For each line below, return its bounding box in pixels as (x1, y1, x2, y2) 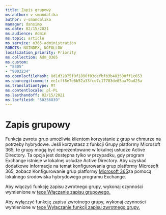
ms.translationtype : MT (5, 83, 56, 88)
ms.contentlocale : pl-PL (5, 87, 58, 93)
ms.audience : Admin (5, 31, 47, 36)
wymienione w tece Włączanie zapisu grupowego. (5, 189, 111, 195)
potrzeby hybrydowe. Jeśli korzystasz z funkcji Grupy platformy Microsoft (5, 141, 160, 147)
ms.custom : (5, 59, 29, 65)
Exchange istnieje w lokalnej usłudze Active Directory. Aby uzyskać (5, 158, 147, 164)
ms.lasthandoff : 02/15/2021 (5, 93, 65, 98)
